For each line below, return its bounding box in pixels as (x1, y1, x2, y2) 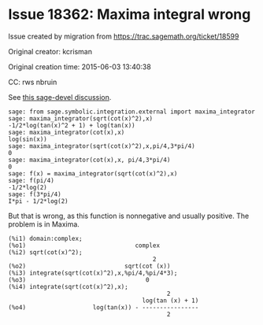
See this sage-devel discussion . (8, 92, 112, 102)
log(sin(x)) (8, 135, 47, 143)
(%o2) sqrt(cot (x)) (8, 262, 171, 270)
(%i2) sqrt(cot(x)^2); (8, 248, 83, 257)
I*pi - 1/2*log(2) (8, 197, 69, 205)
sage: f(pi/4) (8, 176, 55, 184)
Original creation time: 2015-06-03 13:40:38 (8, 61, 151, 72)
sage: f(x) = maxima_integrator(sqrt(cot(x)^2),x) (8, 169, 178, 178)
